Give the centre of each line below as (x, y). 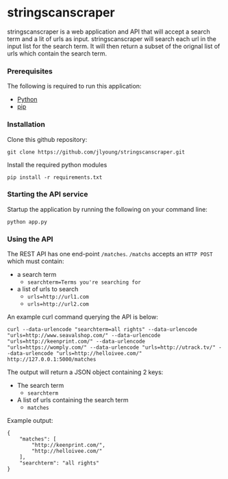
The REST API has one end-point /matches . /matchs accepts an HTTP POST (110, 254)
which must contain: (36, 261)
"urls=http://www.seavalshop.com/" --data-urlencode (84, 336)
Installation (26, 125)
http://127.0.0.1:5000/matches (52, 360)
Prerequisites (30, 71)
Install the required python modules (57, 164)
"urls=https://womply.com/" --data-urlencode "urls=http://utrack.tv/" (111, 347)
